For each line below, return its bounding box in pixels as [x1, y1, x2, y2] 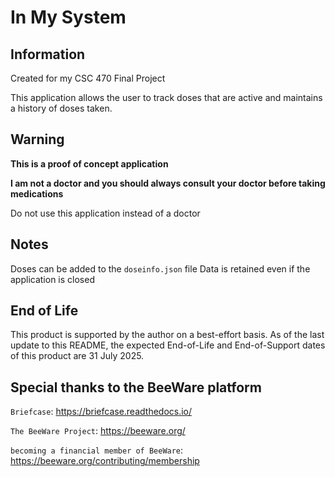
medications [10, 187, 64, 200]
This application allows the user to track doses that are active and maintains [10, 92, 323, 103]
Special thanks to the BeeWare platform [10, 379, 262, 396]
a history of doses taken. [10, 102, 113, 114]
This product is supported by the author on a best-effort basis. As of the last [10, 329, 325, 341]
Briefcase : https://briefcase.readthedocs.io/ [10, 406, 193, 418]
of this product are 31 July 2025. [10, 350, 145, 362]
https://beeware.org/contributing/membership [10, 455, 200, 467]
